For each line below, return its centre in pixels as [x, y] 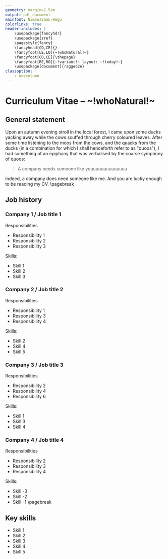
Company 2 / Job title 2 [34, 290]
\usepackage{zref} [34, 39]
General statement [35, 120]
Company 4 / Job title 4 [35, 440]
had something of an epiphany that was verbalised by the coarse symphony [84, 153]
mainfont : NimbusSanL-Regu [34, 19]
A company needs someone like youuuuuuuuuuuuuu [72, 168]
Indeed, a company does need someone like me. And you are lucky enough [84, 179]
